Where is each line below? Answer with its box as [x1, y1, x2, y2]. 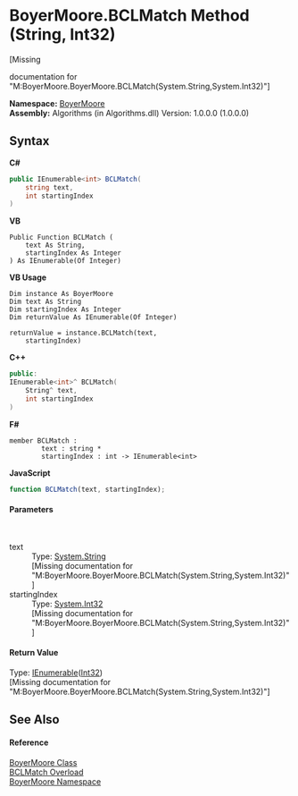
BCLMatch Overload [9, 766, 84, 777]
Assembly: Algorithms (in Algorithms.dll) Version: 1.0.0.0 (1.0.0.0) [9, 107, 250, 118]
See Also [9, 712, 60, 727]
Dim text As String [9, 297, 82, 307]
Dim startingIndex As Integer [9, 305, 122, 314]
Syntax [9, 133, 50, 148]
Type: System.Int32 [31, 598, 103, 609]
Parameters [9, 504, 54, 515]
